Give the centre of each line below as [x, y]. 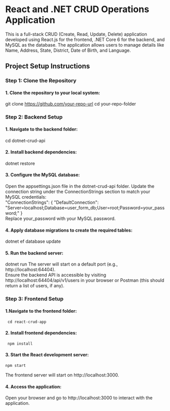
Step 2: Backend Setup [34, 117]
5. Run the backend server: [34, 253]
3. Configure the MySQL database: [43, 175]
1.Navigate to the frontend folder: [41, 311]
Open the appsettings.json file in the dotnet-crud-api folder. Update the [80, 186]
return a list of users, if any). [35, 286]
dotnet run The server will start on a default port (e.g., [62, 264]
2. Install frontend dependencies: [41, 333]
